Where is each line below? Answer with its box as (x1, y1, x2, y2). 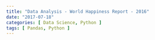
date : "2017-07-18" (6, 14, 54, 20)
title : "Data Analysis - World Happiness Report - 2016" (6, 8, 150, 15)
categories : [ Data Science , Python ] (6, 19, 102, 25)
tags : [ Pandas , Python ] (6, 25, 70, 31)
